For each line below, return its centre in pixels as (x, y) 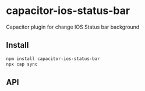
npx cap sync (22, 64)
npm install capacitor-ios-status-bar (53, 59)
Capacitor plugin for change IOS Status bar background (73, 27)
